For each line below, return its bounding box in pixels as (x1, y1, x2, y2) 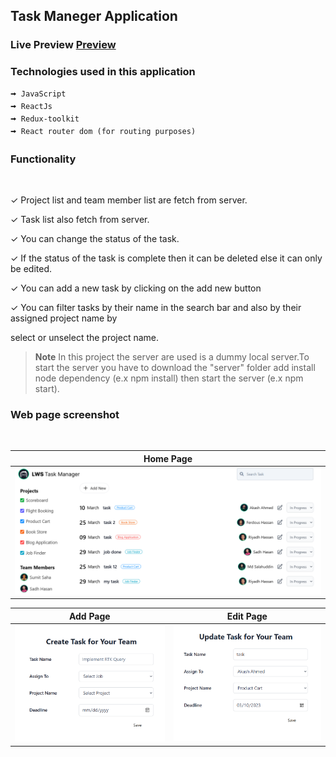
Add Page (68, 610, 111, 622)
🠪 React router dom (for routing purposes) (10, 126, 197, 136)
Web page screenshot (10, 407, 120, 421)
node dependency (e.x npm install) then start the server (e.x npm (34, 372, 304, 384)
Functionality (10, 152, 77, 166)
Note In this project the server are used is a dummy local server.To (34, 350, 310, 363)
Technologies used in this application (10, 65, 196, 79)
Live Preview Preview (10, 38, 117, 52)
